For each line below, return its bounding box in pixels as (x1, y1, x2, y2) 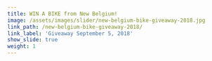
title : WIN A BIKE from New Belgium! (7, 10, 118, 18)
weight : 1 (7, 43, 37, 50)
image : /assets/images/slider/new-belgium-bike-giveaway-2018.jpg (7, 17, 206, 24)
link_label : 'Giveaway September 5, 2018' (7, 29, 133, 37)
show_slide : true (7, 36, 58, 43)
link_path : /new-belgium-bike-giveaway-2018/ (7, 23, 143, 30)
